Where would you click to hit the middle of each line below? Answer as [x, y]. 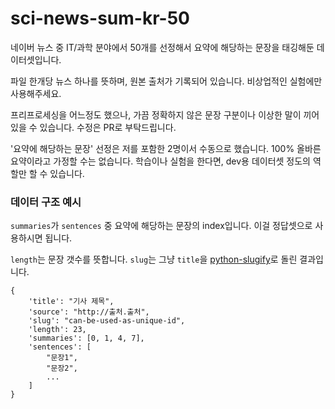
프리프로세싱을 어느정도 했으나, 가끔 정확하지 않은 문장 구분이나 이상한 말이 [156, 114]
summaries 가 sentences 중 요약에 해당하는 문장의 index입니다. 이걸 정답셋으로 [161, 226]
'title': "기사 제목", [71, 302]
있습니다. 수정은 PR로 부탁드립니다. [108, 127]
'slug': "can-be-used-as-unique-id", [107, 321]
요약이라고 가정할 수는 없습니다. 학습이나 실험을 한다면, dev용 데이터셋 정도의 [160, 161]
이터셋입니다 [35, 59]
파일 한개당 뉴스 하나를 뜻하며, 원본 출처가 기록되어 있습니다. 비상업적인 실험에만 [166, 81]
